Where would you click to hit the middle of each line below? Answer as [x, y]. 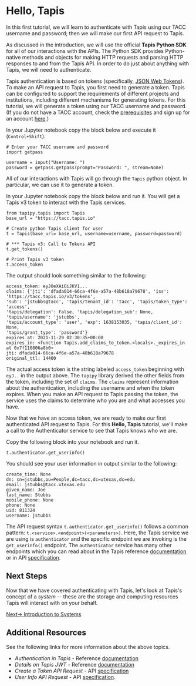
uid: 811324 [21, 510]
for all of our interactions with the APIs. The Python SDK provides [85, 51]
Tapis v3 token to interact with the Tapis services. [66, 202]
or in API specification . [33, 557]
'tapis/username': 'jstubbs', [43, 317]
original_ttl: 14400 [31, 358]
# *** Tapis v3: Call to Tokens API [51, 244]
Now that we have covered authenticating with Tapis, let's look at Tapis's [94, 590]
